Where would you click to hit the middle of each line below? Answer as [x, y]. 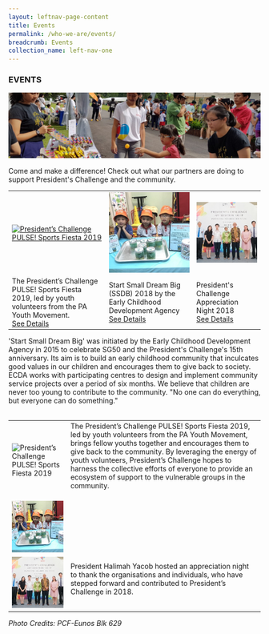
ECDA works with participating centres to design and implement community [133, 375]
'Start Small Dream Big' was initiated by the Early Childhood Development [129, 341]
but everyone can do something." [63, 401]
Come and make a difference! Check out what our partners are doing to [126, 171]
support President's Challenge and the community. [92, 179]
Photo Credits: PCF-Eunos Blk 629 [65, 623]
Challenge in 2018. [102, 592]
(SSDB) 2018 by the [142, 294]
